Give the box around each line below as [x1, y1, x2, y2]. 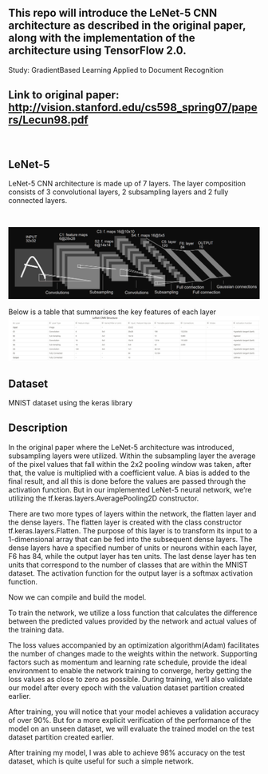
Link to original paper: [8, 88, 120, 102]
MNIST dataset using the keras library [8, 398, 133, 408]
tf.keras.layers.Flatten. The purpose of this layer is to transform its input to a [8, 525, 258, 535]
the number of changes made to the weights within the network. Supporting [8, 648, 258, 658]
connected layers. [8, 196, 68, 205]
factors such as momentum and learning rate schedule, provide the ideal [8, 657, 247, 667]
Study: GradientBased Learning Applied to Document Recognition [8, 65, 224, 74]
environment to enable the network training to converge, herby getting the [8, 665, 252, 675]
